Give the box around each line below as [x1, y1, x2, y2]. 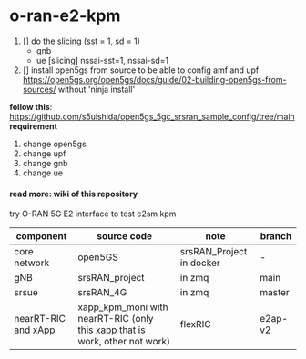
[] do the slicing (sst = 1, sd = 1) [22, 35, 141, 46]
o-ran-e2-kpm [9, 5, 121, 26]
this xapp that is [76, 324, 146, 336]
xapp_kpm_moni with [76, 301, 168, 314]
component [15, 230, 67, 243]
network [14, 256, 50, 269]
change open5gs [22, 138, 87, 149]
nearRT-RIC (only [76, 313, 154, 325]
